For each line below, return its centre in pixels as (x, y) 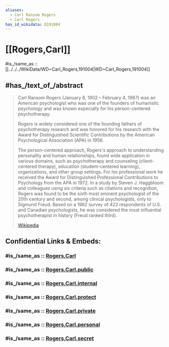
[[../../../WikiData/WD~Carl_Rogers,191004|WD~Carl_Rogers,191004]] (78, 69)
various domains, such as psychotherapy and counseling (78, 161)
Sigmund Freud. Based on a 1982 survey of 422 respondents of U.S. (90, 204)
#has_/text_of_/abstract (44, 85)
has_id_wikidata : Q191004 (33, 24)
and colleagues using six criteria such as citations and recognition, (88, 188)
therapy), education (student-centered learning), (89, 166)
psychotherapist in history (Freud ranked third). (67, 215)
